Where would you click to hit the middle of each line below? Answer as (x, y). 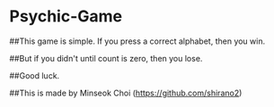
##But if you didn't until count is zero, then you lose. (106, 58)
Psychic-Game (66, 16)
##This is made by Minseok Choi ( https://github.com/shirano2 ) (126, 93)
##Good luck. (35, 75)
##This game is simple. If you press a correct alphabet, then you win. (137, 41)
